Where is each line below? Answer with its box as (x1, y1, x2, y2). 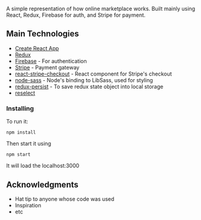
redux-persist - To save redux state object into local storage (14, 83, 164, 90)
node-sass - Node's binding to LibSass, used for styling (14, 76, 153, 83)
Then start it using (6, 140, 52, 147)
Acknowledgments (6, 179, 79, 189)
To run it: (6, 118, 29, 125)
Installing (6, 104, 34, 113)
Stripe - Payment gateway (14, 64, 80, 71)
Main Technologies (6, 29, 79, 39)
